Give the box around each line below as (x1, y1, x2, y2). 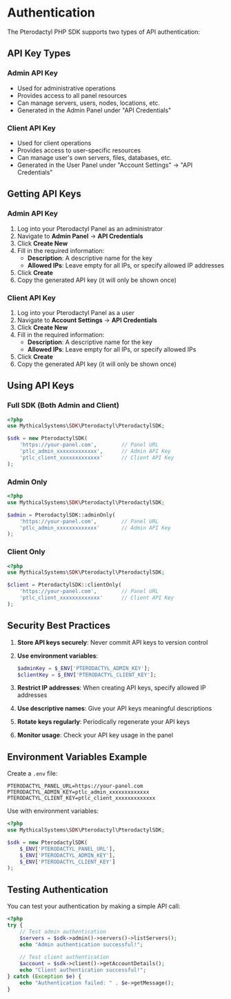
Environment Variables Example (7, 751, 148, 763)
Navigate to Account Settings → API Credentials (17, 316, 157, 324)
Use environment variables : (17, 652, 99, 660)
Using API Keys (7, 380, 74, 392)
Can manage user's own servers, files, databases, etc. (17, 153, 172, 161)
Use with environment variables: (7, 807, 99, 815)
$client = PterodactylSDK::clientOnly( (7, 581, 122, 589)
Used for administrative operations (17, 84, 116, 92)
